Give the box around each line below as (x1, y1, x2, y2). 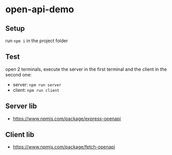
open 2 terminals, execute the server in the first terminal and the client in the (5, 66, 167, 72)
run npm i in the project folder (5, 37, 68, 44)
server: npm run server (12, 81, 62, 88)
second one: (5, 71, 32, 77)
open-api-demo (5, 4, 74, 15)
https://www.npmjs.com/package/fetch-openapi (12, 144, 116, 150)
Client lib (5, 130, 34, 139)
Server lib (5, 102, 37, 111)
